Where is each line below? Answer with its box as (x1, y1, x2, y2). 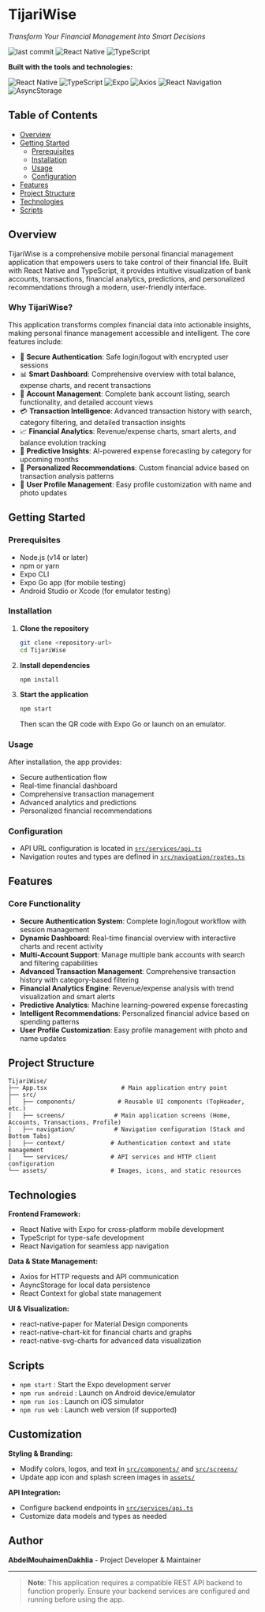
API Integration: (8, 1487, 62, 1497)
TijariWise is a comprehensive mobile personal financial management (8, 248, 234, 258)
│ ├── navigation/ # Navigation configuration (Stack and (8, 1125, 245, 1133)
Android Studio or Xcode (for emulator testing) (19, 586, 171, 595)
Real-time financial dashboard (19, 781, 118, 790)
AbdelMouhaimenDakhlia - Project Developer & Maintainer (8, 1555, 201, 1565)
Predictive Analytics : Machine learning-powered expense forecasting (19, 1000, 248, 1009)
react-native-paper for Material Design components (19, 1319, 188, 1329)
